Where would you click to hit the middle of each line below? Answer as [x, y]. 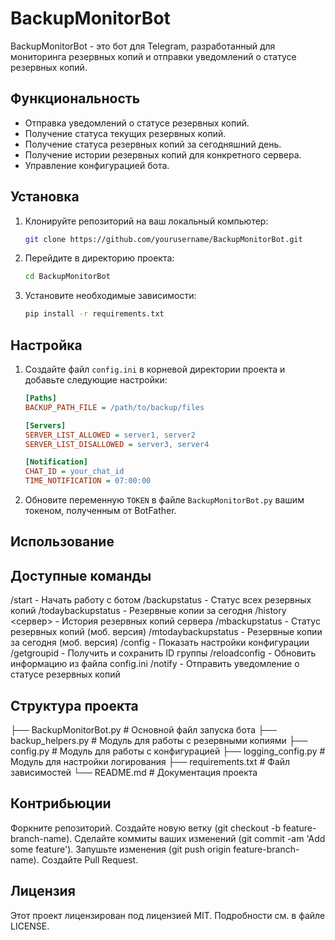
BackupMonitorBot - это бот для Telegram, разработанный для [143, 46]
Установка [45, 197]
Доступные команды [81, 575]
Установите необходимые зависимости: [110, 296]
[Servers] [45, 425]
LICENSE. [30, 926]
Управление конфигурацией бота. [97, 165]
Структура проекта [74, 705]
